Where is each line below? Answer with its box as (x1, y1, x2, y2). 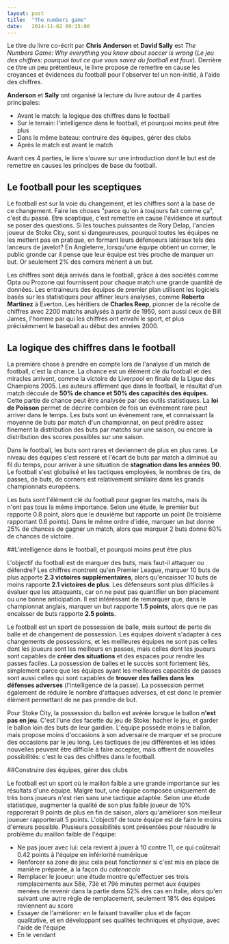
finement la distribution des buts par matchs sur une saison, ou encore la (7, 425, 213, 434)
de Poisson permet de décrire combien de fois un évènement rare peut (7, 403, 208, 412)
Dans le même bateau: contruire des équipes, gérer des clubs (16, 134, 191, 142)
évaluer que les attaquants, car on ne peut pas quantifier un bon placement (7, 588, 219, 596)
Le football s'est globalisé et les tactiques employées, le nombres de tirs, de (7, 468, 221, 476)
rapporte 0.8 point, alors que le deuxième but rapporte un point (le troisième (7, 510, 222, 518)
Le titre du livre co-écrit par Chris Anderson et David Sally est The (7, 42, 196, 50)
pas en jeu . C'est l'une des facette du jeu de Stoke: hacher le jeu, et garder (7, 717, 219, 724)
